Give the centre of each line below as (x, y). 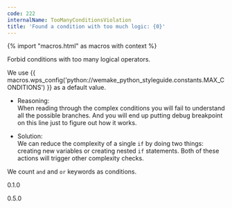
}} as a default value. (76, 88)
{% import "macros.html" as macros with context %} (82, 46)
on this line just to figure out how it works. (77, 123)
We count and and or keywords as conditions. (72, 172)
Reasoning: (33, 101)
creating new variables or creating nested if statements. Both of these (118, 151)
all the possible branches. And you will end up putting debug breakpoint (120, 115)
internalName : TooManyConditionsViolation (69, 20)
